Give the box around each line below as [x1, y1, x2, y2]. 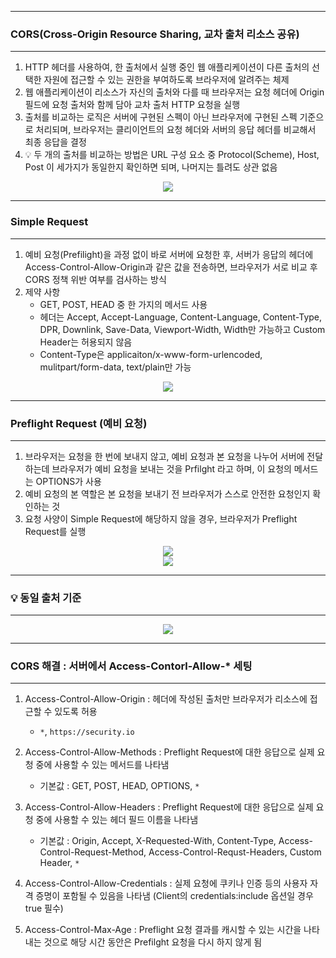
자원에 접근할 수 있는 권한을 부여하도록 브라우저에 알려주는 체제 [43, 74, 290, 86]
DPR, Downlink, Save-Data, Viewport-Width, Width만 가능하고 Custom [39, 323, 326, 335]
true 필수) [24, 902, 64, 915]
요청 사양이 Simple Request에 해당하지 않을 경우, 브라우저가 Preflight [24, 512, 298, 525]
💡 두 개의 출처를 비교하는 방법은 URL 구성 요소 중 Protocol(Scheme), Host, [24, 149, 320, 161]
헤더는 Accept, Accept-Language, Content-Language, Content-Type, [39, 311, 323, 323]
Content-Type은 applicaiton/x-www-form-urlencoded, [39, 348, 263, 360]
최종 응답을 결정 [24, 136, 87, 148]
